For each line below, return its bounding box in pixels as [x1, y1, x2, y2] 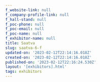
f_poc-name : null [5, 31, 42, 36]
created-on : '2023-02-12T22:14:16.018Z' [5, 54, 92, 60]
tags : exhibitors [5, 69, 42, 74]
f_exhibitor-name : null [5, 36, 56, 41]
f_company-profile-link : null [5, 12, 70, 17]
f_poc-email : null [5, 26, 44, 32]
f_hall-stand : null [5, 17, 47, 22]
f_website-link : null [5, 7, 51, 13]
